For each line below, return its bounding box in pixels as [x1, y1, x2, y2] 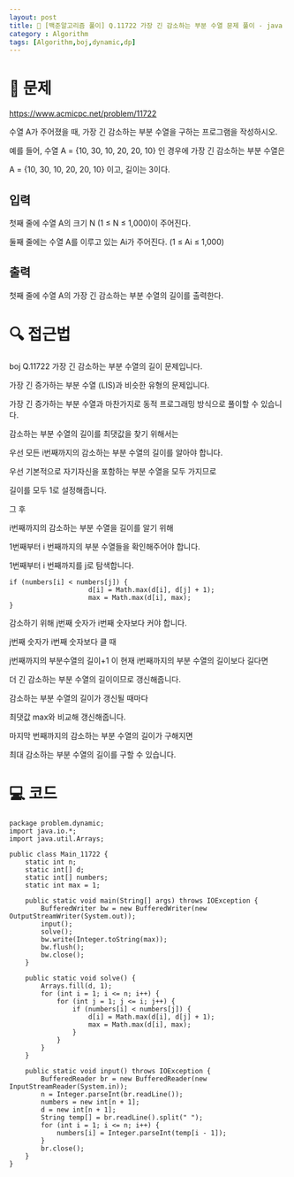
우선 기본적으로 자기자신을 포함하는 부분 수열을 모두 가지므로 [9, 465, 217, 476]
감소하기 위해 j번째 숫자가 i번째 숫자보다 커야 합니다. [9, 617, 187, 628]
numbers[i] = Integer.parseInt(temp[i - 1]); [56, 1128, 227, 1137]
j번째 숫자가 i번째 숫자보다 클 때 [9, 636, 117, 647]
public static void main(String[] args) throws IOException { [25, 896, 259, 905]
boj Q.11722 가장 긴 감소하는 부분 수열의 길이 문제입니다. [9, 360, 203, 372]
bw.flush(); [41, 942, 86, 951]
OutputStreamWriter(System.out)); [9, 912, 137, 920]
